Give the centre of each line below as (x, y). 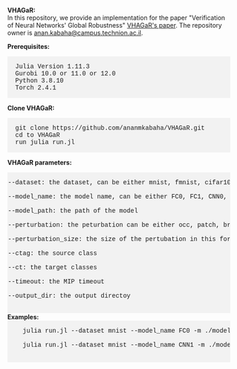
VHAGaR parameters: (40, 163)
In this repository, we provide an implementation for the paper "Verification (116, 18)
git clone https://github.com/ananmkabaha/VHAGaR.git (110, 128)
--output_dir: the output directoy (69, 296)
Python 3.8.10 (40, 81)
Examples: (23, 317)
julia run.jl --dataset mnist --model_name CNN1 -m (114, 345)
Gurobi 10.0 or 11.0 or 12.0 (65, 74)
